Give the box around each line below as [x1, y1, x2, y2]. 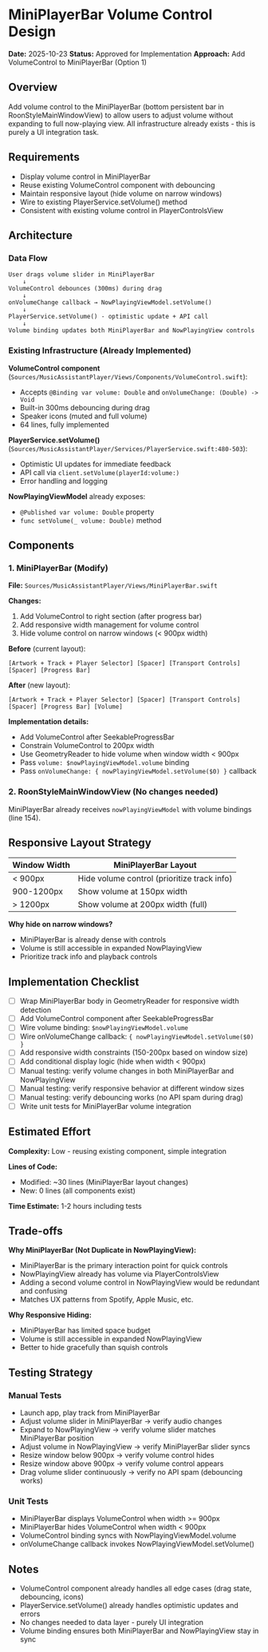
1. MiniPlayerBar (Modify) [8, 562, 109, 573]
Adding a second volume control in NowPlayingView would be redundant [19, 1278, 260, 1287]
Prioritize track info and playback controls [19, 952, 158, 961]
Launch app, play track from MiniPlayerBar [19, 1408, 161, 1418]
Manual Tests [8, 1389, 62, 1400]
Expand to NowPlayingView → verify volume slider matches [19, 1425, 216, 1435]
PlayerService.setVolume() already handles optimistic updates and [19, 1601, 239, 1610]
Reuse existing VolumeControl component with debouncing [19, 180, 215, 189]
